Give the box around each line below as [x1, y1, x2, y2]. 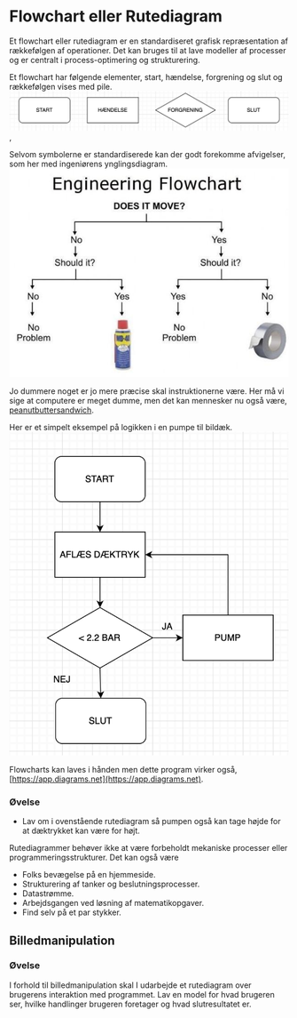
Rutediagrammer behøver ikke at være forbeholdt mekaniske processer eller [9, 843, 288, 854]
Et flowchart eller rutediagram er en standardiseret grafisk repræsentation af [9, 36, 288, 46]
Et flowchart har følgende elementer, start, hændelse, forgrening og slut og [9, 71, 283, 82]
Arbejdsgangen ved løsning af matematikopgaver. [21, 898, 205, 909]
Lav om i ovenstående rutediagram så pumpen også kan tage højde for [21, 816, 281, 827]
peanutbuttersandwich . [9, 405, 95, 415]
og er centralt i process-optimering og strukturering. [9, 54, 201, 65]
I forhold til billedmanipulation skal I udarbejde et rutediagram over [9, 980, 252, 990]
